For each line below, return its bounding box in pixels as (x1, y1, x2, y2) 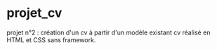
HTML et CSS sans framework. (6, 35, 96, 44)
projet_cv (6, 5, 63, 21)
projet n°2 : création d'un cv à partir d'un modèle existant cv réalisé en (6, 28, 211, 37)
